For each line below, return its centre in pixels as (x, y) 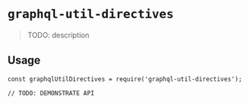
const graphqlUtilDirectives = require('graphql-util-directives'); (125, 79)
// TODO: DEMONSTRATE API (51, 93)
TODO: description (58, 35)
